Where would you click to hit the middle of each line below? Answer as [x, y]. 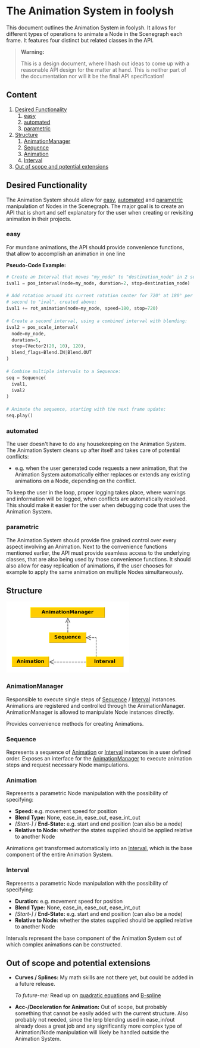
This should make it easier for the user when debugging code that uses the [98, 505]
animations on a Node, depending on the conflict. [75, 481]
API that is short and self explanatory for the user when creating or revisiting [100, 212]
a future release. [35, 984]
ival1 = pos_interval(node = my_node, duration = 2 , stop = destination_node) [98, 283]
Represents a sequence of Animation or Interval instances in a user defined [99, 752]
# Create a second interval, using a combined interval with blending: [97, 321]
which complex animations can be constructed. [64, 944]
